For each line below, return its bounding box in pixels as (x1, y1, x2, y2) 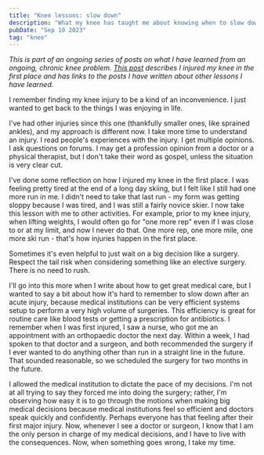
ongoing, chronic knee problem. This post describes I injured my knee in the (9, 64, 255, 73)
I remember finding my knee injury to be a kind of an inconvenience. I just (9, 95, 246, 104)
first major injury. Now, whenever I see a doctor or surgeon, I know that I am (9, 421, 254, 431)
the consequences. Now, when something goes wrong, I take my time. (9, 438, 236, 447)
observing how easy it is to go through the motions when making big (9, 396, 230, 406)
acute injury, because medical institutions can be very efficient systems (9, 297, 240, 307)
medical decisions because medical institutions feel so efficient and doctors (9, 405, 254, 414)
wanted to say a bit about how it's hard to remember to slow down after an (9, 289, 249, 299)
